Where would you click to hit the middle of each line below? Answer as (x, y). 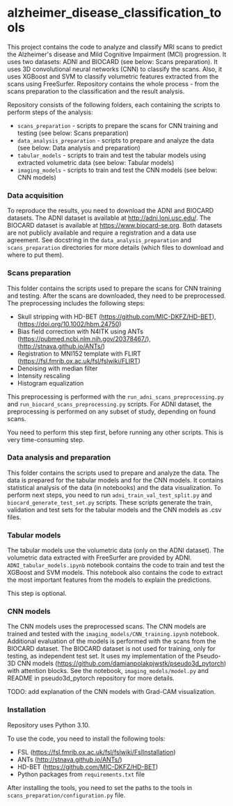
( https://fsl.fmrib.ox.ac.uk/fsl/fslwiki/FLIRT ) (79, 361)
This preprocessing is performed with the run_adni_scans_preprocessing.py (115, 396)
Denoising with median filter (57, 368)
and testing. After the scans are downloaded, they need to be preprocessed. (116, 295)
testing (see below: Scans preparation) (73, 133)
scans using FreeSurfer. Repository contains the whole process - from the (113, 84)
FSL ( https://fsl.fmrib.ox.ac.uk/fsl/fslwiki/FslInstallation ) (96, 752)
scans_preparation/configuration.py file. (66, 795)
